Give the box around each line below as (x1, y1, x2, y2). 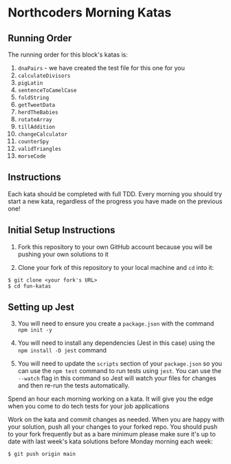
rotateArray (17, 116, 52, 123)
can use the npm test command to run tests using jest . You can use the (17, 367, 222, 375)
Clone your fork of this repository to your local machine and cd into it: (17, 263, 214, 271)
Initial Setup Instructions (8, 224, 115, 236)
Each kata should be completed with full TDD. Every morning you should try (8, 189, 223, 198)
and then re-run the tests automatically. (17, 381, 130, 390)
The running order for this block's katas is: (8, 50, 128, 59)
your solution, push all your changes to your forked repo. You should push (8, 423, 218, 431)
